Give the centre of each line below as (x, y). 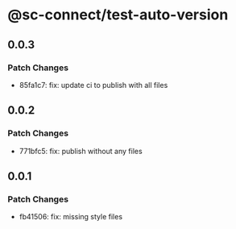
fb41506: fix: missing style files (70, 217)
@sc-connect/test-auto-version (118, 15)
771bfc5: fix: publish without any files (81, 151)
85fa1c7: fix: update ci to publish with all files (93, 85)
